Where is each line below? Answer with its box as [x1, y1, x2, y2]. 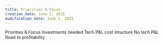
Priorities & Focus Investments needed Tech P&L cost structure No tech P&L [5, 30, 159, 35]
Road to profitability [5, 34, 45, 40]
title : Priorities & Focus [5, 7, 61, 12]
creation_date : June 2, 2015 [5, 12, 65, 16]
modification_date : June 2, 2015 [5, 16, 74, 21]
